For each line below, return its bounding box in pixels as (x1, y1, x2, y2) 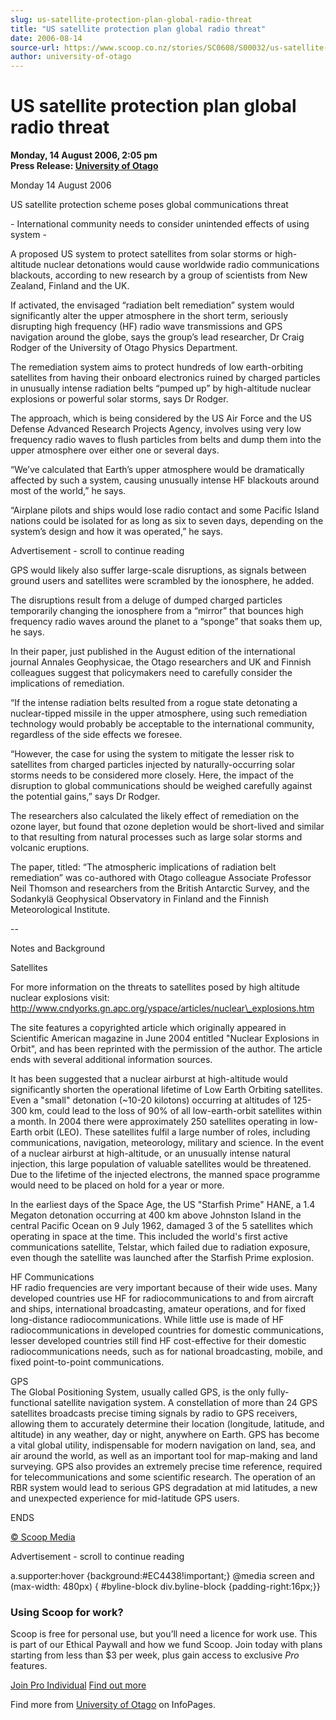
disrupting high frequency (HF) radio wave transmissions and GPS (10, 321, 283, 333)
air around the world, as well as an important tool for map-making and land (10, 1450, 318, 1462)
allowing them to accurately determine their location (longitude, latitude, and (10, 1418, 325, 1430)
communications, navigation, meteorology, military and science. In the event (10, 1137, 325, 1149)
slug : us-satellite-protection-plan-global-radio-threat (10, 14, 253, 25)
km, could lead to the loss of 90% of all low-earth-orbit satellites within (29, 1105, 322, 1117)
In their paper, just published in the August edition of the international (10, 646, 296, 658)
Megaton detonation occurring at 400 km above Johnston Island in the (10, 1209, 302, 1221)
